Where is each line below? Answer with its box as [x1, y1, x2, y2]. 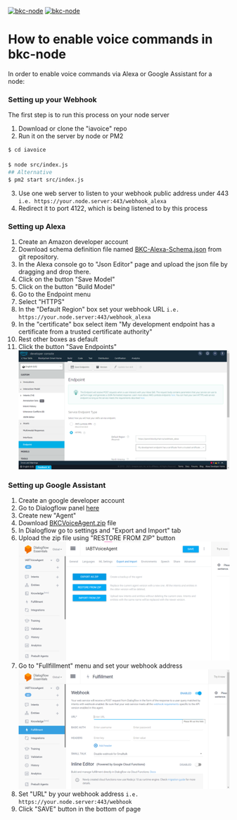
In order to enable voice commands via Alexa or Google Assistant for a [8, 69, 212, 78]
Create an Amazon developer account [18, 237, 129, 246]
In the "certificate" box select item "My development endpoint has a [18, 319, 215, 328]
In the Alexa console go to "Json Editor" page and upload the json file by [18, 259, 228, 268]
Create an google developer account [18, 496, 125, 505]
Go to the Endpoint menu [18, 290, 91, 298]
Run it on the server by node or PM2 [18, 132, 124, 140]
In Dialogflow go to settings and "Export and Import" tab [18, 526, 181, 535]
